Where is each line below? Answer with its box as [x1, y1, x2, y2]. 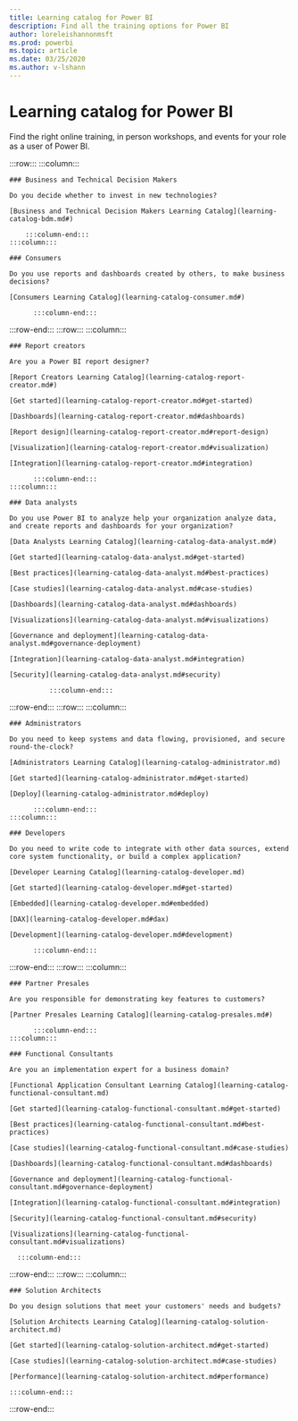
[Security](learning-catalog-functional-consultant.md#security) [9, 1213, 257, 1222]
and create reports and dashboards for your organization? [9, 521, 234, 531]
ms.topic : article [9, 47, 78, 55]
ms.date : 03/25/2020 [9, 55, 87, 64]
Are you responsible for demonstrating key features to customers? [9, 994, 266, 1003]
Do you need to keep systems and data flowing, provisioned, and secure [9, 735, 286, 744]
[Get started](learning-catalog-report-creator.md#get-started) [9, 396, 253, 405]
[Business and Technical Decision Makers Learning [9, 207, 202, 216]
